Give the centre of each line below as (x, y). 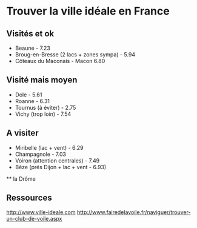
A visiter (22, 133)
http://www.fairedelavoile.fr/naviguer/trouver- (134, 212)
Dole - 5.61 (28, 95)
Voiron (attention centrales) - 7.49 (57, 160)
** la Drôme (21, 179)
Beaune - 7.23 (32, 48)
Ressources (29, 198)
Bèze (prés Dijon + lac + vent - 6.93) (61, 167)
